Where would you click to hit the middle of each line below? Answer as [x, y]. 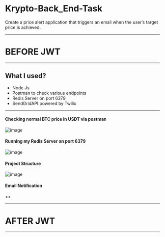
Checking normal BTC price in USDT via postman [56, 119]
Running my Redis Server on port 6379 [45, 141]
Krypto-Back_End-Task [54, 9]
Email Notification [24, 185]
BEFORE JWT [33, 52]
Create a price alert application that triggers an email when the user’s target [82, 22]
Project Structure [23, 163]
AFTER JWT [30, 221]
